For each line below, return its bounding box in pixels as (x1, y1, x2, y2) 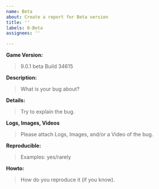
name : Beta (6, 8, 33, 15)
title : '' (6, 19, 30, 25)
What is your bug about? (20, 85, 80, 92)
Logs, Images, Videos (6, 119, 60, 126)
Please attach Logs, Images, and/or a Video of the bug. (20, 131, 154, 138)
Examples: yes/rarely (20, 153, 71, 161)
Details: (6, 97, 25, 104)
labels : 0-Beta (6, 25, 43, 31)
